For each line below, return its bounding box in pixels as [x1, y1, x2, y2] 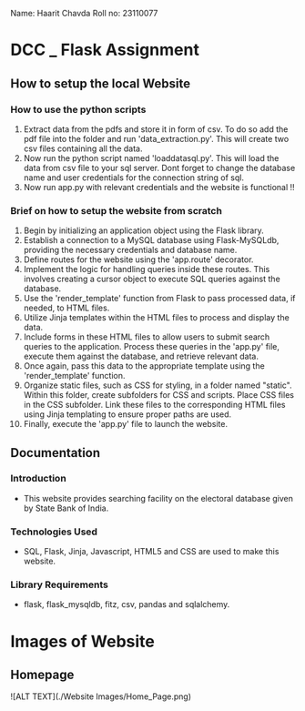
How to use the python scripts [10, 103, 147, 116]
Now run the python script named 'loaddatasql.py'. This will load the [23, 152, 280, 163]
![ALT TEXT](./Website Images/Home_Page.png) [10, 691, 192, 702]
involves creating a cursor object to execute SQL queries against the [23, 273, 280, 285]
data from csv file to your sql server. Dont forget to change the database [23, 162, 296, 173]
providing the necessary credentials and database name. [23, 245, 238, 256]
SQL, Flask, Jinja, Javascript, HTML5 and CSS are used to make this [23, 546, 280, 557]
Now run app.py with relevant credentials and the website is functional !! [23, 181, 295, 192]
